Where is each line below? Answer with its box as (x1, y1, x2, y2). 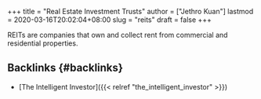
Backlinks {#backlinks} (7, 61, 123, 75)
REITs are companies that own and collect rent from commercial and (7, 31, 228, 39)
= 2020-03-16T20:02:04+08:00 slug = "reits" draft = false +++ (7, 15, 212, 24)
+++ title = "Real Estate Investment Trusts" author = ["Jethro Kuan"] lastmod (7, 7, 254, 16)
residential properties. (7, 38, 78, 48)
